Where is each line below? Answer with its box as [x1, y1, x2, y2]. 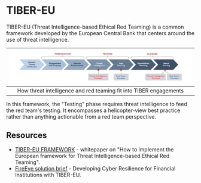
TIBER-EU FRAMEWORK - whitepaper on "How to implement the [14, 146, 174, 153]
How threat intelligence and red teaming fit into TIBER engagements [17, 87, 184, 94]
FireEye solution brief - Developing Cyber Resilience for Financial [14, 165, 176, 172]
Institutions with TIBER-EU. [14, 171, 81, 179]
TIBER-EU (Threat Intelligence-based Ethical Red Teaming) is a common [6, 23, 184, 30]
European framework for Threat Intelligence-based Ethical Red [14, 153, 170, 160]
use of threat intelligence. [6, 36, 69, 43]
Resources [6, 130, 47, 140]
